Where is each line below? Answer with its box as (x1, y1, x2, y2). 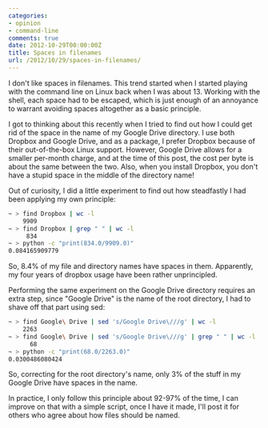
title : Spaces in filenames (8, 49, 102, 57)
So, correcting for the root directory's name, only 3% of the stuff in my (8, 370, 242, 379)
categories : (8, 11, 48, 20)
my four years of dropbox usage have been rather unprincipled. (8, 270, 218, 280)
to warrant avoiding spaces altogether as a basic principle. (8, 103, 202, 113)
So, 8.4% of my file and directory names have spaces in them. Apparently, (8, 262, 254, 271)
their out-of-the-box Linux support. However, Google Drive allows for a (8, 145, 242, 154)
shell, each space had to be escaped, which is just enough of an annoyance (8, 95, 258, 105)
